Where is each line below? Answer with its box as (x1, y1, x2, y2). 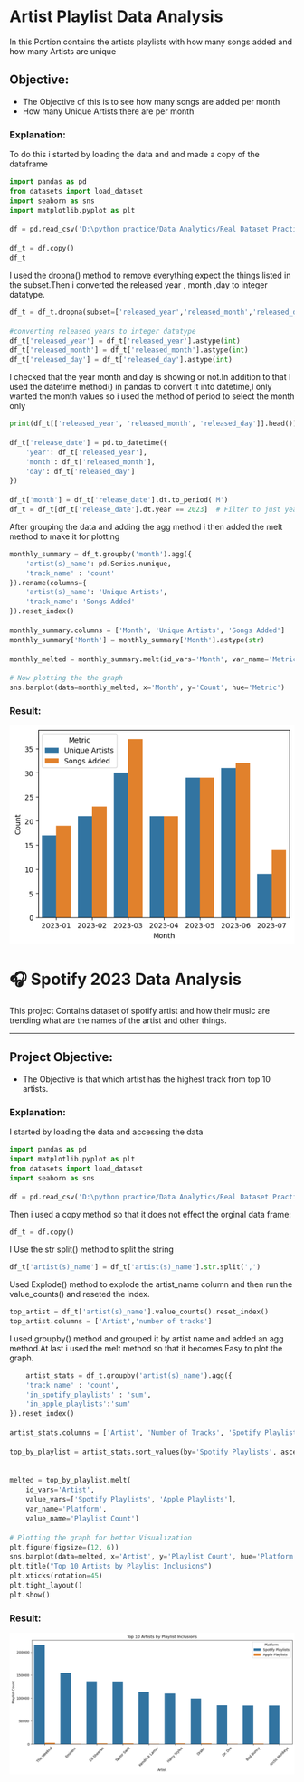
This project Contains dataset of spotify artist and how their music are (9, 1006, 270, 1016)
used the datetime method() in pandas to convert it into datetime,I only (9, 382, 272, 393)
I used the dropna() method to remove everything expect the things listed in (9, 270, 291, 280)
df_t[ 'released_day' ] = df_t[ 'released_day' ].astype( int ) (9, 355, 233, 365)
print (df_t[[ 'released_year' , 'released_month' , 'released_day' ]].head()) (9, 419, 298, 429)
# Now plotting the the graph (9, 674, 124, 683)
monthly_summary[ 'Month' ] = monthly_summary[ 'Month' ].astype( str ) (9, 635, 265, 644)
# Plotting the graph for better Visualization (9, 1533, 193, 1542)
